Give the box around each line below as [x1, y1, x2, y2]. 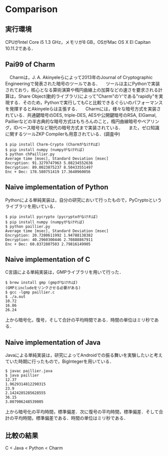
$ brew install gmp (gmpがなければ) [5, 280, 78, 285]
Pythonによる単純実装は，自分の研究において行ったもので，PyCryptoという [5, 197, 162, 203]
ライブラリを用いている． [5, 203, 58, 209]
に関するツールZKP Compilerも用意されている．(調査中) [5, 131, 120, 137]
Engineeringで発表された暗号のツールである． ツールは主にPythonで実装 [5, 81, 160, 87]
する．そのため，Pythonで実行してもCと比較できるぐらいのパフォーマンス [9, 99, 163, 105]
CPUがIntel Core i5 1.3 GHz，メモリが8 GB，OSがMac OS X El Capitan [5, 39, 151, 45]
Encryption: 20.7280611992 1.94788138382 [5, 233, 93, 238]
